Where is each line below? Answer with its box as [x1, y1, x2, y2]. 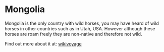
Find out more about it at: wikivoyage [5, 40, 82, 46]
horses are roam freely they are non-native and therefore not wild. [5, 31, 142, 37]
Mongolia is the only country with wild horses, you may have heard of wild [5, 20, 159, 26]
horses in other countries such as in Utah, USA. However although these [5, 25, 155, 31]
